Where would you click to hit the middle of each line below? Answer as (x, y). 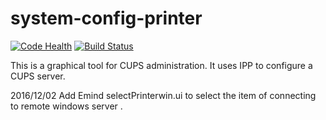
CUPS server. (38, 76)
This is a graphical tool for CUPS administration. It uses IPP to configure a (161, 65)
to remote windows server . (66, 106)
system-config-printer (106, 18)
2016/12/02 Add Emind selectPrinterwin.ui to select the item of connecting (163, 95)
